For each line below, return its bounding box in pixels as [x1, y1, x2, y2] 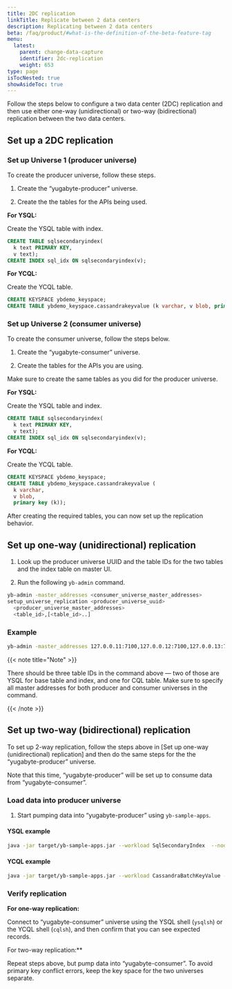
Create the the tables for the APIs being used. [17, 198, 148, 206]
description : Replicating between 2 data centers [7, 23, 153, 30]
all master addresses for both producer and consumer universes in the [7, 684, 208, 692]
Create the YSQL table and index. [7, 402, 102, 410]
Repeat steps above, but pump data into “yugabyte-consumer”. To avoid [7, 959, 213, 968]
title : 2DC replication [7, 10, 76, 17]
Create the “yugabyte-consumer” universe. [17, 348, 140, 357]
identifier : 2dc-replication [19, 55, 104, 62]
